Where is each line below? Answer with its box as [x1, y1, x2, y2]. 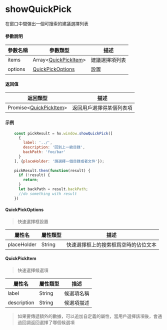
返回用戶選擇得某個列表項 [72, 104, 132, 111]
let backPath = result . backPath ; [18, 186, 88, 192]
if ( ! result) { [18, 172, 50, 178]
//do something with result [18, 191, 77, 196]
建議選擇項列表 [90, 56, 126, 63]
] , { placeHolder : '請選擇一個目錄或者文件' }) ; [14, 158, 105, 163]
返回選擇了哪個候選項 [30, 319, 75, 325]
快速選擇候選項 [17, 267, 48, 273]
